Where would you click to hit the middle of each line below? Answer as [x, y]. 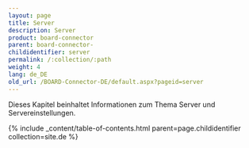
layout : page [30, 15]
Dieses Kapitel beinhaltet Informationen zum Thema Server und [112, 104]
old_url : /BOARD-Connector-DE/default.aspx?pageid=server [106, 82]
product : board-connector [51, 38]
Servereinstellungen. [42, 112]
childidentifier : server [49, 52]
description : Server [42, 30]
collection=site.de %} [44, 136]
